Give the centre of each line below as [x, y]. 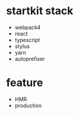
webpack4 [28, 27]
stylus [22, 46]
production [28, 106]
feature [25, 83]
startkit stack [40, 11]
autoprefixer [30, 59]
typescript [27, 40]
